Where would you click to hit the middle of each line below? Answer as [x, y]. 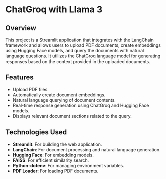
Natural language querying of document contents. [64, 100]
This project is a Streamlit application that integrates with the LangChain [79, 40]
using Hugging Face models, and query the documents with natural [75, 51]
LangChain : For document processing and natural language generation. [87, 149]
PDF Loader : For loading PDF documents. [55, 171]
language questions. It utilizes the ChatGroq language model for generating [83, 56]
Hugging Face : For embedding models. [53, 155]
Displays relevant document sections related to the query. [72, 116]
